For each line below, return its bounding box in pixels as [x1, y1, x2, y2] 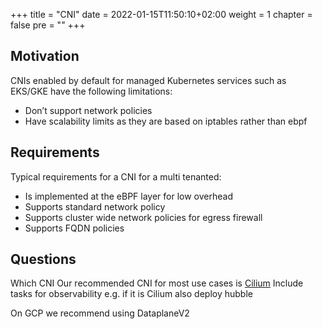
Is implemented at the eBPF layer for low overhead [24, 190, 233, 202]
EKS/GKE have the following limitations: [10, 85, 173, 97]
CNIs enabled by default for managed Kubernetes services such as [10, 74, 287, 86]
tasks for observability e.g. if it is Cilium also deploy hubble [10, 288, 253, 300]
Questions [10, 251, 77, 268]
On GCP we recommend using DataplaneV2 [10, 307, 190, 319]
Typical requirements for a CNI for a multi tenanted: [10, 170, 222, 183]
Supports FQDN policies [24, 222, 125, 234]
